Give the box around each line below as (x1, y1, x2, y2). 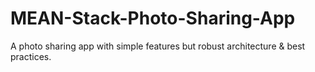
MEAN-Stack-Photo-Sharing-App (10, 7, 296, 30)
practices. (10, 50, 52, 62)
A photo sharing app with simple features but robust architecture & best (10, 40, 306, 52)
